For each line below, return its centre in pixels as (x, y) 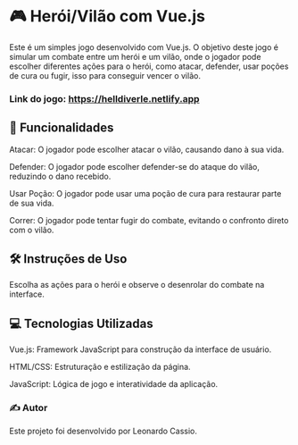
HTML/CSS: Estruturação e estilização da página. (100, 367)
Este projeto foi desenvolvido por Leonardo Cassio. (103, 431)
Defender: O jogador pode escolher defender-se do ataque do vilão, (135, 166)
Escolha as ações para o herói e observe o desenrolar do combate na (137, 285)
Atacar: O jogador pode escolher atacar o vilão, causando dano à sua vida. (147, 149)
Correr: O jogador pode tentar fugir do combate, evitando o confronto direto (149, 220)
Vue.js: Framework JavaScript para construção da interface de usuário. (141, 349)
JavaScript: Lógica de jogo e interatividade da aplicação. (114, 384)
